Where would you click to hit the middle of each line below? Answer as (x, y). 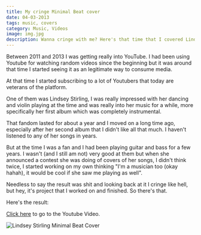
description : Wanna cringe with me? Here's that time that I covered (95, 39)
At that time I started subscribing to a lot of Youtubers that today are (90, 81)
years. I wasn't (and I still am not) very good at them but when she (88, 154)
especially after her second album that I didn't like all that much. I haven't (96, 129)
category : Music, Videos (37, 28)
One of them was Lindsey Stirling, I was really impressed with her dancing (98, 99)
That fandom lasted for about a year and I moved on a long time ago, (91, 123)
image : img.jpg (25, 34)
